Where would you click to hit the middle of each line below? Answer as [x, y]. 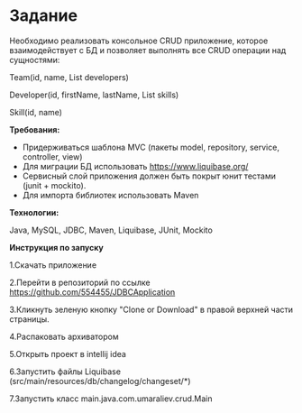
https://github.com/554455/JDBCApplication [92, 292]
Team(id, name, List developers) [69, 77]
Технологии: [34, 212]
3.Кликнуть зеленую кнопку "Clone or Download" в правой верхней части [151, 309]
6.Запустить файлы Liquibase [65, 372]
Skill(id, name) [36, 112]
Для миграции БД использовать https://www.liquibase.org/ [135, 166]
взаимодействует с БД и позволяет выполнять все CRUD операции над [148, 50]
